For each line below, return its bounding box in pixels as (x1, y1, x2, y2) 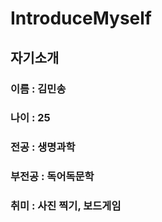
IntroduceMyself (10, 7, 152, 30)
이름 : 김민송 (10, 82, 67, 96)
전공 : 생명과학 (10, 140, 76, 154)
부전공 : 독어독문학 (10, 170, 95, 184)
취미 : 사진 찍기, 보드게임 (10, 199, 122, 213)
